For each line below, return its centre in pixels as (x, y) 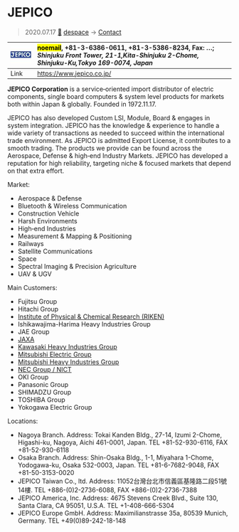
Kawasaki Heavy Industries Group (67, 347)
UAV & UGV (34, 274)
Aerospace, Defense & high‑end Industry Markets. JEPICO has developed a (118, 156)
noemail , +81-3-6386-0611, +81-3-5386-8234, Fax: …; (126, 48)
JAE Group (33, 332)
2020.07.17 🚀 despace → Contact (73, 32)
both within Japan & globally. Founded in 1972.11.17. (82, 105)
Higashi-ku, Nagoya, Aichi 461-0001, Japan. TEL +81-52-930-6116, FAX (123, 442)
